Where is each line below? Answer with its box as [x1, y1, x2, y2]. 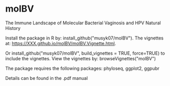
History [5, 25, 21, 31]
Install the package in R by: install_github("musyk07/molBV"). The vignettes [5, 35, 164, 41]
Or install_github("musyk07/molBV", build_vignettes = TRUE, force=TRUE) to [5, 50, 165, 56]
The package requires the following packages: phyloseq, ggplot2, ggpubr [5, 65, 160, 71]
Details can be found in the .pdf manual [5, 75, 88, 81]
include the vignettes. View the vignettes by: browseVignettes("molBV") [5, 55, 156, 61]
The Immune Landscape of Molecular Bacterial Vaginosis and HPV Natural [5, 20, 161, 26]
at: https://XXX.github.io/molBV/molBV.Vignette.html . [5, 40, 116, 46]
